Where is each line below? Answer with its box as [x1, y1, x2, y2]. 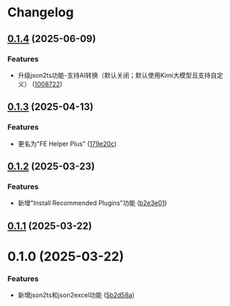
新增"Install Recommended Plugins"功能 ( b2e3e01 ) [17, 199, 167, 207]
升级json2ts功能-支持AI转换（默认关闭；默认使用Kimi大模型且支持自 [17, 70, 217, 79]
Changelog [7, 4, 74, 21]
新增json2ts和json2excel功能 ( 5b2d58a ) [17, 291, 135, 300]
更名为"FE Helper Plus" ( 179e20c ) [17, 139, 117, 148]
